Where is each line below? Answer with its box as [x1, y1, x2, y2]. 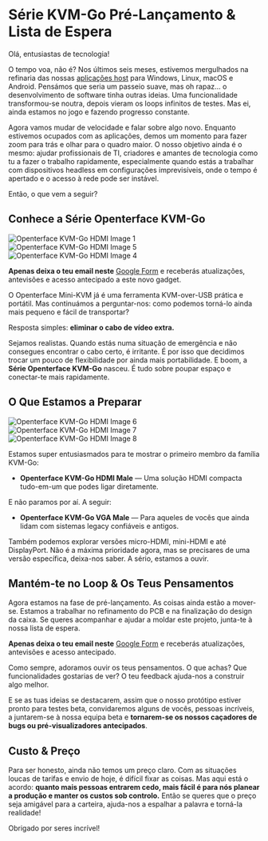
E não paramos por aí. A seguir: [8, 497, 112, 507]
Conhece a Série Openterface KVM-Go [8, 212, 206, 226]
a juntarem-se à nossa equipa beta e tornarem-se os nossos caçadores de [8, 712, 258, 722]
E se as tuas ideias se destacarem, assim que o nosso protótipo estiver [8, 695, 242, 705]
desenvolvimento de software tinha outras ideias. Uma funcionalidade [8, 90, 238, 99]
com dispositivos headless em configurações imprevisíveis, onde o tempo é [8, 165, 258, 174]
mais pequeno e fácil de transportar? [8, 306, 130, 317]
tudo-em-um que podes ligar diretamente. [19, 482, 159, 491]
